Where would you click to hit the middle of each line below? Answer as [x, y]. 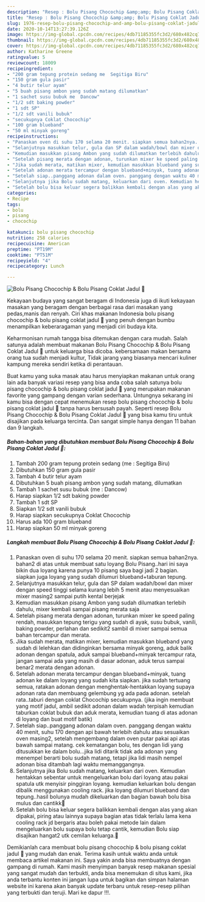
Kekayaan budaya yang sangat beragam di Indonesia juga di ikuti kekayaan [101, 301]
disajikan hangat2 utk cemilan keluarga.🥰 [67, 836]
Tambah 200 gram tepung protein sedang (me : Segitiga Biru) [93, 464]
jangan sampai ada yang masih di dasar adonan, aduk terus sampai [100, 661]
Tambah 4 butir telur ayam [49, 477]
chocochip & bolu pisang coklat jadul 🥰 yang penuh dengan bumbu [91, 320]
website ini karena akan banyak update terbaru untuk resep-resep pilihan [99, 886]
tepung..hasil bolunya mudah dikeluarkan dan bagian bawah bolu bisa [103, 797]
